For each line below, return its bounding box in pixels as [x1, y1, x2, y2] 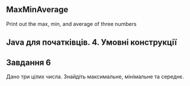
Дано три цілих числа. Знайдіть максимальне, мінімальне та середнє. [6, 73, 185, 80]
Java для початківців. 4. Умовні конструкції [6, 38, 177, 48]
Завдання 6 [6, 57, 51, 67]
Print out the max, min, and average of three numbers [6, 20, 137, 27]
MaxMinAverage [6, 5, 69, 15]
